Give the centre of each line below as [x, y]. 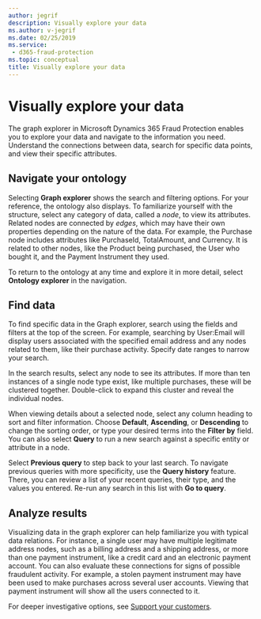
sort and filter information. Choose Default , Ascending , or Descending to [129, 422]
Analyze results [48, 513]
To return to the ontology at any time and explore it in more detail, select [126, 272]
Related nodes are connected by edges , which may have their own [117, 223]
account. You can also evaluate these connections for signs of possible [124, 566]
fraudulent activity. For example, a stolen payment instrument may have [125, 575]
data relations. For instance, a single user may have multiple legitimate [123, 541]
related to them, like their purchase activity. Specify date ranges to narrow [129, 350]
